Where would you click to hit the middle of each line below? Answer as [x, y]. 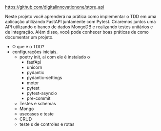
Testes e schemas [38, 103]
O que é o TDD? [28, 47]
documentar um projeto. [29, 37]
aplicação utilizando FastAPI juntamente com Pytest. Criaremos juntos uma [80, 22]
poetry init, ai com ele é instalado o [55, 57]
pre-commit [39, 98]
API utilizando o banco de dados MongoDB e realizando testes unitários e [79, 27]
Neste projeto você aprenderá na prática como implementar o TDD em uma [81, 16]
